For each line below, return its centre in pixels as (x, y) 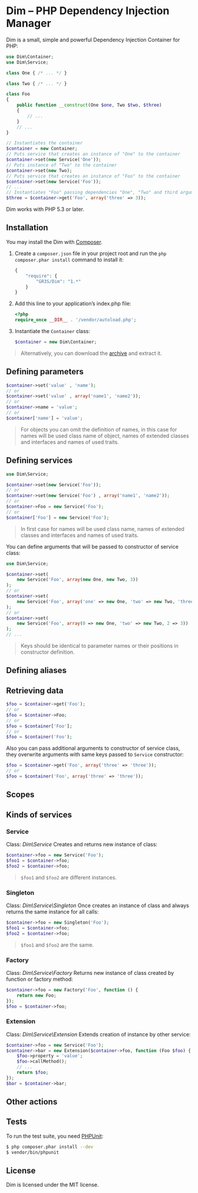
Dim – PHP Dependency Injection (88, 11)
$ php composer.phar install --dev (50, 1147)
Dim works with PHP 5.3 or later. (45, 209)
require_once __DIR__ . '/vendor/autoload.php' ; (75, 320)
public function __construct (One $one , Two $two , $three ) (89, 105)
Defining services (39, 461)
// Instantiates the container (44, 143)
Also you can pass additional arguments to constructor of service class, (93, 748)
